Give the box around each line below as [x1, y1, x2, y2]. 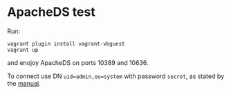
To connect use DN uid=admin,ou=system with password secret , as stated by [7, 72, 225, 80]
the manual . [7, 79, 41, 87]
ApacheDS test [7, 4, 95, 20]
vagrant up [7, 46, 39, 53]
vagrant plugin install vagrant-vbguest [7, 40, 126, 47]
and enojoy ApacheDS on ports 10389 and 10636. [7, 58, 149, 66]
